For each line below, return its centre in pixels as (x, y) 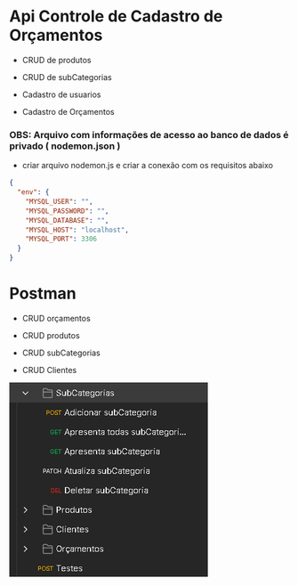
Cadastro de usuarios (61, 94)
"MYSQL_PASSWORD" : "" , (67, 211)
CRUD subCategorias (61, 353)
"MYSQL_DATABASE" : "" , (67, 220)
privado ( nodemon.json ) (65, 146)
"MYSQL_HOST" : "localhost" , (77, 230)
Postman (43, 293)
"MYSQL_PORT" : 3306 (61, 239)
